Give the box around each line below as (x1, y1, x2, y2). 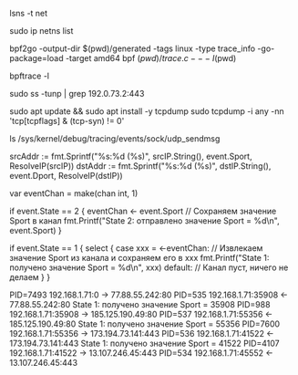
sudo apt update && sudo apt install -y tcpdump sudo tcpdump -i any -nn (9, 106, 284, 117)
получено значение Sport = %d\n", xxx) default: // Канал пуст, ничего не (9, 262, 289, 273)
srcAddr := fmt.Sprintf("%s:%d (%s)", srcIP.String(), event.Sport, (9, 151, 252, 161)
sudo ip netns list (9, 26, 74, 36)
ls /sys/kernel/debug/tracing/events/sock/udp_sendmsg (9, 133, 221, 144)
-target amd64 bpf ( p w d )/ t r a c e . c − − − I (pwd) (65, 53, 237, 63)
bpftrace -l (9, 70, 50, 81)
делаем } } (9, 272, 51, 282)
